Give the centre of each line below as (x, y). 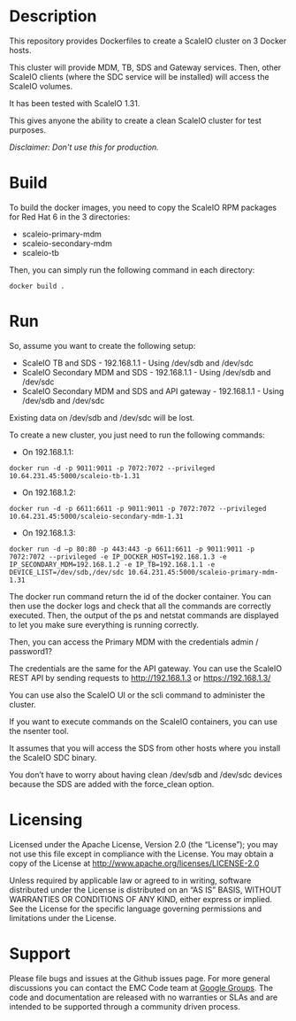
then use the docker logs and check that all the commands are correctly (140, 606)
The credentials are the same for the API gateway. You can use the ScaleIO (146, 668)
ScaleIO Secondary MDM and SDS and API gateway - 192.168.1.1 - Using (153, 391)
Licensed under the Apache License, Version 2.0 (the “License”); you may (144, 844)
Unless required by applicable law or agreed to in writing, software (130, 880)
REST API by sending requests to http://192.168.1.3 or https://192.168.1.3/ (140, 677)
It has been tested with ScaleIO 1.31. (75, 103)
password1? (31, 651)
